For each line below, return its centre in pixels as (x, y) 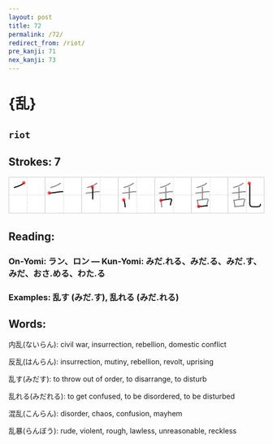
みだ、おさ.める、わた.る (57, 273)
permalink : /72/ (36, 34)
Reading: (32, 236)
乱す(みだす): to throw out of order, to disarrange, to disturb (108, 379)
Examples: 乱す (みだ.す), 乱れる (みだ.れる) (94, 297)
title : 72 (25, 26)
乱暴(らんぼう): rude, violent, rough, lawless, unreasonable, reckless (123, 431)
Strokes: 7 (35, 161)
